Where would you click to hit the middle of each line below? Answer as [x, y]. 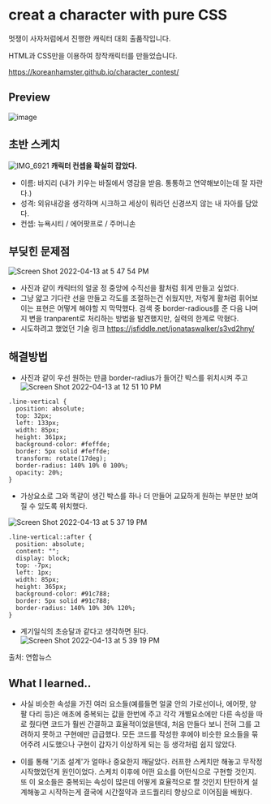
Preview [30, 98]
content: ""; [38, 552]
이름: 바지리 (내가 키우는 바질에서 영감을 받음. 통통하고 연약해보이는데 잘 [134, 183]
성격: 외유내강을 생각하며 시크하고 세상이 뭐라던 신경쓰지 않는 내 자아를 [131, 203]
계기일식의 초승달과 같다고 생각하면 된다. [84, 631]
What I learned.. [50, 683]
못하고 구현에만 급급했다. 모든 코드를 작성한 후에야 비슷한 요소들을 [146, 734]
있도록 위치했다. [62, 506]
